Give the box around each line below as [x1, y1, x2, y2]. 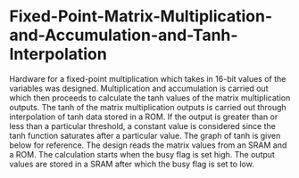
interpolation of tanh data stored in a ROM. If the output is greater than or [9, 111, 278, 122]
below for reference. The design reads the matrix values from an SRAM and [9, 140, 287, 150]
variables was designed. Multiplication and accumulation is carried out [9, 83, 269, 93]
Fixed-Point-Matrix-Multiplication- [9, 6, 273, 27]
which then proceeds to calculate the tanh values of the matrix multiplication [9, 92, 291, 103]
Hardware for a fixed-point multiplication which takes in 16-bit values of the [9, 73, 287, 84]
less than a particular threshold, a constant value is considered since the [9, 120, 277, 131]
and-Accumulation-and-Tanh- [9, 25, 238, 45]
